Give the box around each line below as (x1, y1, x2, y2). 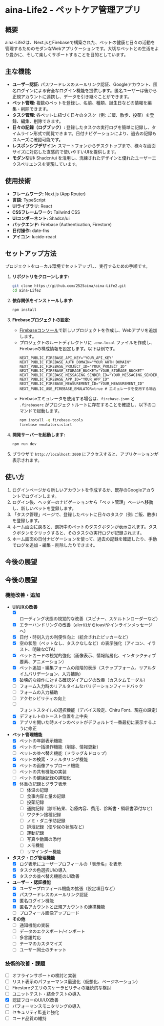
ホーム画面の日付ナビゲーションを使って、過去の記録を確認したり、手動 (12, 536, 157, 542)
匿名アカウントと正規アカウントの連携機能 (19, 903, 105, 910)
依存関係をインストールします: (12, 298, 74, 304)
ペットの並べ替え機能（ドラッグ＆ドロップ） (19, 750, 110, 756)
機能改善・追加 (5, 592, 41, 599)
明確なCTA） (32, 646, 59, 652)
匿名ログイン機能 (19, 898, 54, 903)
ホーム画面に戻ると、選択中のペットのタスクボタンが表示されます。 (12, 523, 149, 530)
